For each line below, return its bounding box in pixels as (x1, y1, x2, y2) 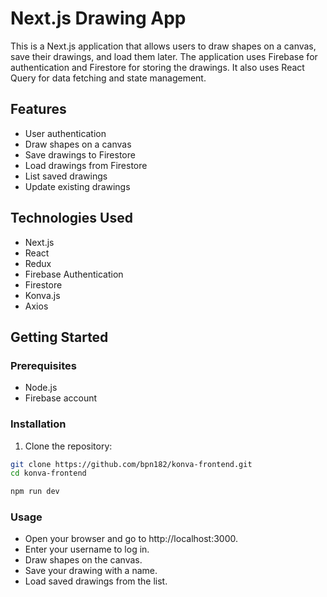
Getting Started (10, 328, 109, 346)
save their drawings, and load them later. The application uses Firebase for (10, 50, 318, 62)
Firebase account (24, 392, 98, 404)
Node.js (24, 382, 58, 394)
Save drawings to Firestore (24, 148, 136, 161)
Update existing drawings (24, 180, 131, 192)
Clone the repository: (24, 440, 113, 452)
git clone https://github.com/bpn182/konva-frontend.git (10, 459, 253, 469)
